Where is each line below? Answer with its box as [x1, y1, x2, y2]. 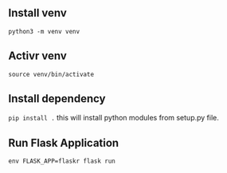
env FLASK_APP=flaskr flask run [8, 157, 115, 166]
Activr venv [8, 49, 68, 63]
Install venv [8, 6, 68, 20]
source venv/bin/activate [8, 70, 94, 78]
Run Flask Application [8, 136, 119, 150]
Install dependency [8, 92, 106, 106]
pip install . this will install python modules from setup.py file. [8, 113, 219, 123]
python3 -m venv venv [8, 27, 80, 35]
